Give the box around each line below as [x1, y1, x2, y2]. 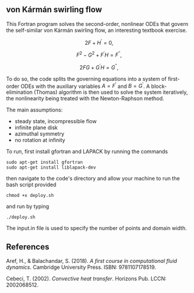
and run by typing [6, 203, 50, 210]
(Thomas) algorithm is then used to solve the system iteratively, [34, 88, 188, 96]
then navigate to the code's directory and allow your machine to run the [6, 175, 180, 182]
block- [151, 83, 167, 90]
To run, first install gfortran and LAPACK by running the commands [6, 148, 168, 155]
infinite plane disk [14, 124, 58, 131]
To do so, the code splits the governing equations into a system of [6, 75, 167, 82]
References [6, 242, 50, 252]
